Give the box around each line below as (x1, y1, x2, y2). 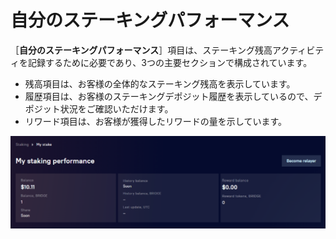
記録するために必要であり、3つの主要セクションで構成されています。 (27, 56, 313, 68)
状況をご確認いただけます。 (59, 102, 174, 115)
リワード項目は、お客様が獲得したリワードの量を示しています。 (24, 115, 287, 127)
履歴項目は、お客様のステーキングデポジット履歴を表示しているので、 (24, 90, 314, 102)
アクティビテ (271, 44, 325, 56)
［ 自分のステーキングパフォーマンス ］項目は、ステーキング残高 (10, 44, 273, 56)
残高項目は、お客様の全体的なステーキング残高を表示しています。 (24, 77, 296, 90)
